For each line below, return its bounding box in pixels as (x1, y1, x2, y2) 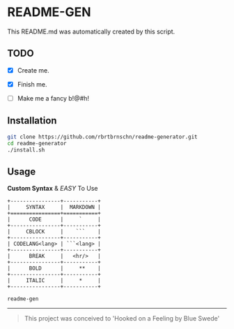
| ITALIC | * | (7, 277, 101, 284)
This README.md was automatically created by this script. (7, 27, 175, 36)
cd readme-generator (7, 140, 68, 147)
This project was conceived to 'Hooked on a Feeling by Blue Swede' (24, 314, 220, 323)
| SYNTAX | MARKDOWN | (7, 204, 101, 211)
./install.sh (7, 146, 45, 154)
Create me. (17, 66, 50, 74)
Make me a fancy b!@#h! (17, 94, 89, 102)
